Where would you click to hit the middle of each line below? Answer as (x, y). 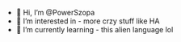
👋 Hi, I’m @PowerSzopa (55, 13)
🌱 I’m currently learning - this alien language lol (95, 29)
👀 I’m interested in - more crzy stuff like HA (88, 21)
